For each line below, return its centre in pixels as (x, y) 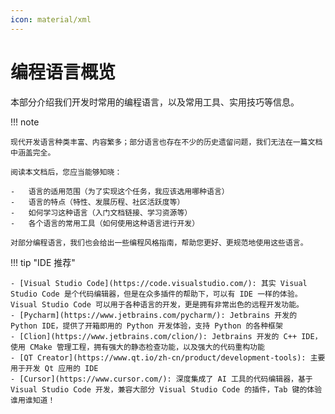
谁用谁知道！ (33, 400)
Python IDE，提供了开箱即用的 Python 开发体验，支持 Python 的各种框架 (146, 326)
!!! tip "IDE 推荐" (43, 262)
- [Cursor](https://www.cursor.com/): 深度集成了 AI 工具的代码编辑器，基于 (161, 379)
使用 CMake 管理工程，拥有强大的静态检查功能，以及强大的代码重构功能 (137, 347)
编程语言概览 (63, 72)
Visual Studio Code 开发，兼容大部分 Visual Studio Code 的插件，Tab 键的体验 (166, 389)
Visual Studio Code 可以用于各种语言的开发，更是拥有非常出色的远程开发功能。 (157, 304)
